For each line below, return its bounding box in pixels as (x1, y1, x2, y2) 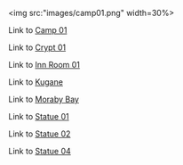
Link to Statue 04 (8, 146, 72, 156)
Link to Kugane (8, 77, 64, 87)
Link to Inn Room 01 (8, 60, 81, 70)
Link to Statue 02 (8, 128, 71, 139)
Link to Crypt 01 (8, 42, 67, 53)
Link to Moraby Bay (8, 94, 79, 104)
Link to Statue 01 (8, 111, 69, 121)
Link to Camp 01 (8, 25, 68, 35)
